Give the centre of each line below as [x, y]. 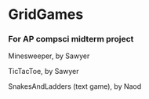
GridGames [46, 15]
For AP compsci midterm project [71, 39]
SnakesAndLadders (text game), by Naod [75, 86]
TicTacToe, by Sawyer [44, 71]
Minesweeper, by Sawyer [49, 56]
